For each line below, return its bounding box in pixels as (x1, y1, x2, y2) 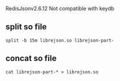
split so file (5, 22, 47, 32)
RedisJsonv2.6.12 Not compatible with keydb (5, 5, 115, 12)
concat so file (5, 53, 57, 63)
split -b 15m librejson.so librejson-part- (5, 38, 115, 43)
